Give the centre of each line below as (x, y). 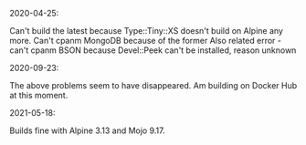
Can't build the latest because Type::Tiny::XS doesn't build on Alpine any (146, 31)
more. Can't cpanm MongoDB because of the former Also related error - (145, 41)
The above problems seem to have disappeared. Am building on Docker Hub (153, 85)
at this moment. (39, 95)
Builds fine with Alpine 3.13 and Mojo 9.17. (87, 130)
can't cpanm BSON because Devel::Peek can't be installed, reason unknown (153, 50)
